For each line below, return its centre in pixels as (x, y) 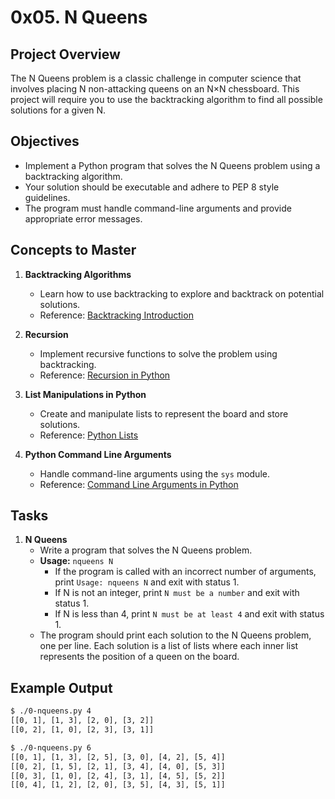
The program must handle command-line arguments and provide (158, 208)
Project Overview (65, 54)
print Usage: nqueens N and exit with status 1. (147, 582)
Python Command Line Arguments (98, 454)
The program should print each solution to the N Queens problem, (175, 635)
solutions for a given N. (58, 110)
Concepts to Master (73, 250)
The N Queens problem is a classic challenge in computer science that (156, 78)
